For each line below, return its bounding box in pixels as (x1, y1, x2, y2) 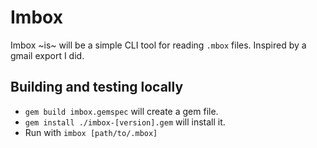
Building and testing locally (10, 79, 184, 96)
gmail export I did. (10, 49, 85, 61)
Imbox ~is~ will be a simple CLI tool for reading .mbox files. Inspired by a (10, 39, 307, 51)
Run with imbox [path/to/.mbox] (24, 126, 158, 138)
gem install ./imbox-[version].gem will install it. (24, 116, 226, 128)
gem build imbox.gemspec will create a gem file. (24, 105, 219, 117)
